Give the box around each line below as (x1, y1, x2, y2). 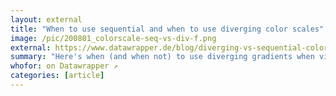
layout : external (10, 14, 83, 25)
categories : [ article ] (10, 71, 105, 81)
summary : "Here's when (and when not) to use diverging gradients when (10, 52, 315, 62)
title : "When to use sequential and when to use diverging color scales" (10, 24, 325, 34)
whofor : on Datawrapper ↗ (10, 61, 118, 71)
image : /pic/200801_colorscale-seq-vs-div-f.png (10, 33, 217, 43)
